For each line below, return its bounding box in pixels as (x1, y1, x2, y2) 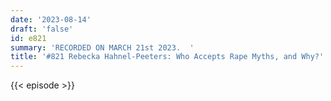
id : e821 (10, 33, 47, 43)
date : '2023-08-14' (10, 14, 92, 25)
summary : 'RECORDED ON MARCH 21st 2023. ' (10, 42, 195, 53)
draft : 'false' (10, 24, 74, 34)
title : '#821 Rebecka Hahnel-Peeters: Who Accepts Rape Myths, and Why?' (10, 52, 325, 62)
